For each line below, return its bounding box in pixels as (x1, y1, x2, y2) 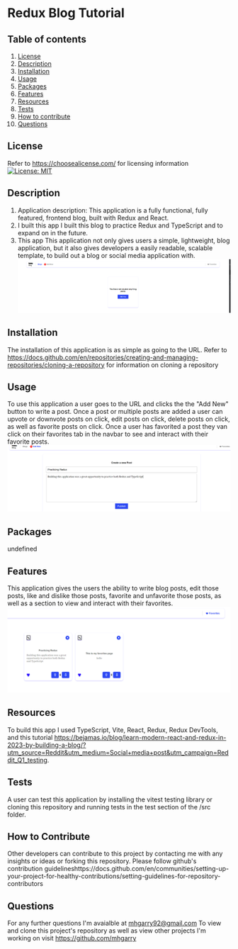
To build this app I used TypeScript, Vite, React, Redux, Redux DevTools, (7, 725, 218, 734)
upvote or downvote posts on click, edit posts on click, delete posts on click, (7, 415, 230, 423)
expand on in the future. (17, 228, 89, 237)
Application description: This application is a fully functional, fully (17, 206, 208, 214)
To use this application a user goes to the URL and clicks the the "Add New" (7, 400, 229, 408)
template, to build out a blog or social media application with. (17, 251, 196, 259)
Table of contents (7, 33, 86, 45)
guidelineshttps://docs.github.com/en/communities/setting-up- (44, 865, 229, 873)
